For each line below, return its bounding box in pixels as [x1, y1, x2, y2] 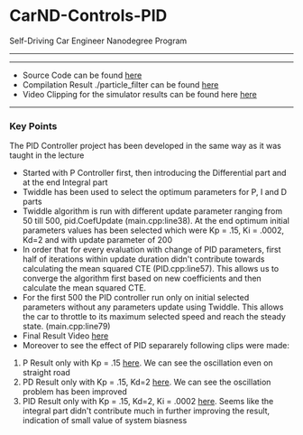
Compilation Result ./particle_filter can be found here [22, 79, 219, 90]
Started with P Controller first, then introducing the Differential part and [22, 168, 287, 179]
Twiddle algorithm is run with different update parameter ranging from [22, 206, 282, 217]
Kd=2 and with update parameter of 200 [22, 235, 173, 245]
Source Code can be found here [22, 69, 142, 80]
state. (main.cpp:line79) [22, 321, 111, 332]
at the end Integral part [22, 177, 108, 188]
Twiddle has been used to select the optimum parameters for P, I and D [22, 187, 287, 198]
